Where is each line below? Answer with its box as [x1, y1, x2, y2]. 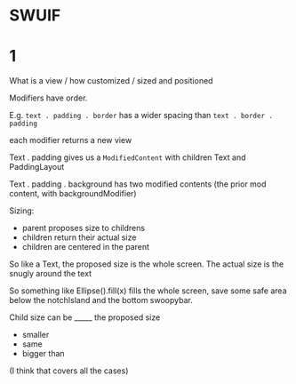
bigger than [21, 348, 65, 359]
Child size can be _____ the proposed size [9, 312, 161, 323]
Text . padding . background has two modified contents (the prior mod [9, 179, 267, 189]
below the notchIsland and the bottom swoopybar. [9, 295, 193, 306]
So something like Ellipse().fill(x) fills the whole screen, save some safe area [9, 285, 287, 296]
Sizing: [9, 205, 35, 216]
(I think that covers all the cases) [9, 365, 129, 376]
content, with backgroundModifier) [9, 188, 137, 199]
